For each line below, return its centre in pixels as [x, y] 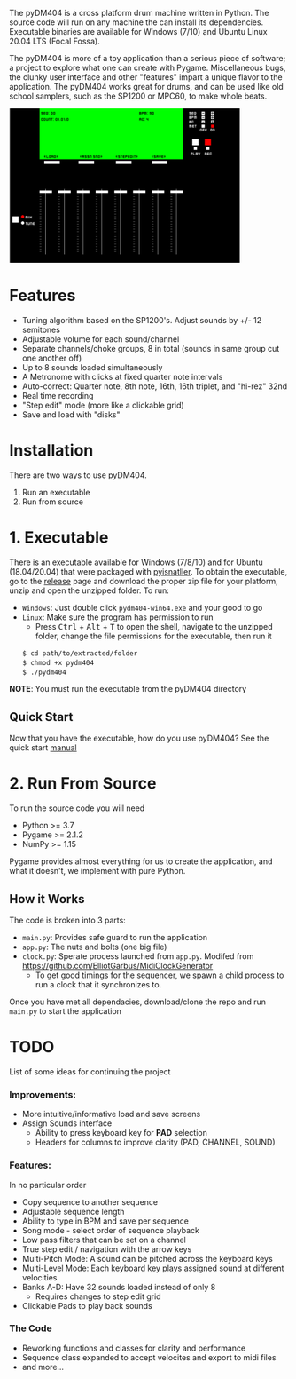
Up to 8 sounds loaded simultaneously [92, 367]
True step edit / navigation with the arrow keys [107, 1249]
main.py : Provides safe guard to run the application [115, 937]
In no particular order [48, 1185]
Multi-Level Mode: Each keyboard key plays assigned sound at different [153, 1268]
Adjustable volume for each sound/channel [101, 339]
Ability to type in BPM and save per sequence [105, 1221]
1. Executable [59, 538]
